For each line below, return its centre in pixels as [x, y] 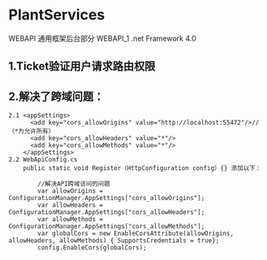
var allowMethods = [71, 220]
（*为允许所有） [32, 131]
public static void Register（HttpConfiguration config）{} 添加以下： [142, 168]
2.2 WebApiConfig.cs [43, 160]
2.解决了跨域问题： [56, 96]
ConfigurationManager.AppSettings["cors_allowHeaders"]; [107, 212]
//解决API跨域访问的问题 [74, 184]
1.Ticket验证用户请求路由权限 [82, 66]
